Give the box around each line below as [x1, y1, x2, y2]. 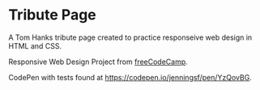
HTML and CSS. [8, 41, 62, 50]
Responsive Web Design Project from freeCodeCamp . [8, 57, 188, 66]
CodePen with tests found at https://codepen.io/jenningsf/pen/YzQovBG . [8, 72, 253, 82]
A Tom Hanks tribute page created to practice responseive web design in [8, 32, 253, 42]
